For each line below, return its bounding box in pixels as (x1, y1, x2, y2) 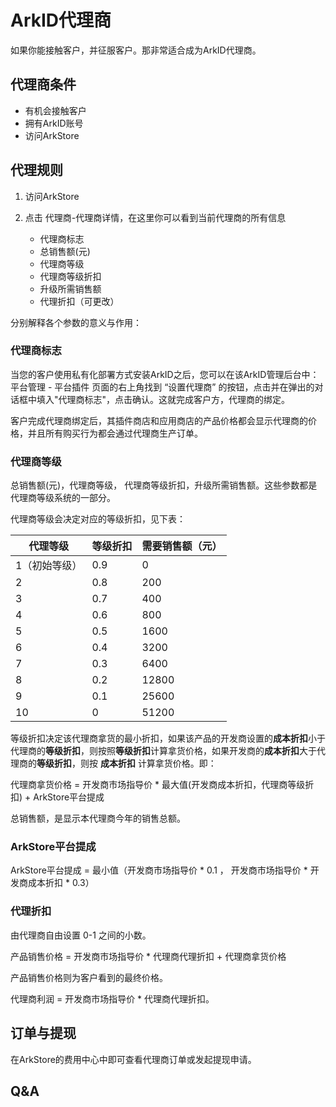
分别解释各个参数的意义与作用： (10, 316, 142, 328)
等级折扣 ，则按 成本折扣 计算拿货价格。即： (36, 757, 217, 770)
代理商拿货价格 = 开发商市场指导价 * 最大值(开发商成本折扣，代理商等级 (10, 779, 306, 791)
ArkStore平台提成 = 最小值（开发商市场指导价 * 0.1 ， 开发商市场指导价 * (10, 864, 308, 876)
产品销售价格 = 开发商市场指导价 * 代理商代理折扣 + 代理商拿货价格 (10, 950, 287, 962)
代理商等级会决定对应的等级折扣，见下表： (10, 513, 186, 525)
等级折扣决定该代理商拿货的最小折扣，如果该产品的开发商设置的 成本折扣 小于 (10, 732, 326, 745)
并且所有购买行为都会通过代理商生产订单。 (27, 427, 203, 439)
